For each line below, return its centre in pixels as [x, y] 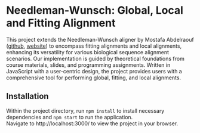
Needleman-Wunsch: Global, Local [95, 10]
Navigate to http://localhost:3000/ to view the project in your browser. [92, 123]
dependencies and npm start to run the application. [70, 117]
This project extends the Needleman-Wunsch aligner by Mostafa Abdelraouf [100, 39]
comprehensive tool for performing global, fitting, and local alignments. [93, 78]
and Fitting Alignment [61, 23]
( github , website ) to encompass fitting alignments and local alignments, [94, 46]
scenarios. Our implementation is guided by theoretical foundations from [96, 58]
